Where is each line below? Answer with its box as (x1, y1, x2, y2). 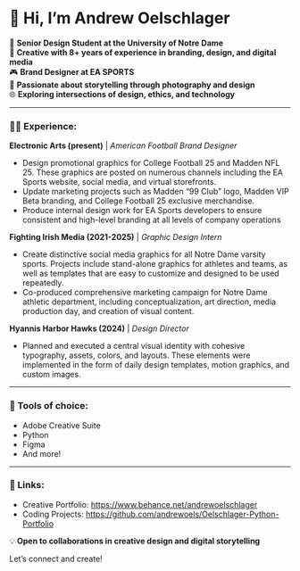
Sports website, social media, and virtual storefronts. (21, 177, 217, 187)
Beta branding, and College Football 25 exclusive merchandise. (21, 195, 255, 206)
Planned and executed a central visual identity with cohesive (21, 341, 246, 352)
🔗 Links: (9, 479, 45, 492)
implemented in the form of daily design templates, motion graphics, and (21, 360, 290, 370)
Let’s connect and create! (9, 553, 103, 564)
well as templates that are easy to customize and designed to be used (21, 268, 279, 279)
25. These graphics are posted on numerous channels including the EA (21, 167, 284, 178)
